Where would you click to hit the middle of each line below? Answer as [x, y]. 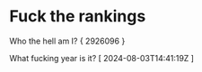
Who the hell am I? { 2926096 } [67, 41]
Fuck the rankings [78, 16]
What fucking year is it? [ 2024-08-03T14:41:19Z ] [102, 58]
